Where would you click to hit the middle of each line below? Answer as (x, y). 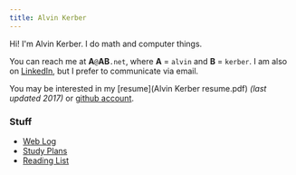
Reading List (46, 160)
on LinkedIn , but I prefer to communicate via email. (104, 71)
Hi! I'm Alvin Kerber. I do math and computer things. (106, 44)
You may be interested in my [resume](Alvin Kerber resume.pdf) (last (138, 88)
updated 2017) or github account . (72, 98)
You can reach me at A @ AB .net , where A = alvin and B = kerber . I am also (148, 61)
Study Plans (45, 151)
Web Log (39, 141)
